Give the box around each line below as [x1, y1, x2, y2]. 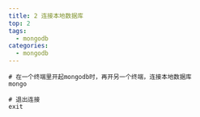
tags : [8, 27, 27, 35]
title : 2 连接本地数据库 [8, 11, 83, 20]
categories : [8, 42, 49, 50]
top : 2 [8, 19, 31, 27]
